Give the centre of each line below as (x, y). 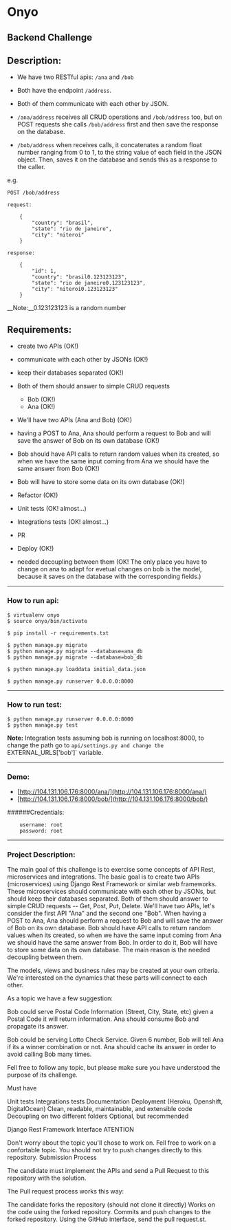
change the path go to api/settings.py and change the (85, 745)
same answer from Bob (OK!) (58, 469)
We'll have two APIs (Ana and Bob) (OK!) (75, 420)
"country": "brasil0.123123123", (80, 277)
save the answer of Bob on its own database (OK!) (88, 441)
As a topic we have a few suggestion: (60, 998)
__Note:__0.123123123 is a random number (67, 308)
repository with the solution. (47, 1178)
